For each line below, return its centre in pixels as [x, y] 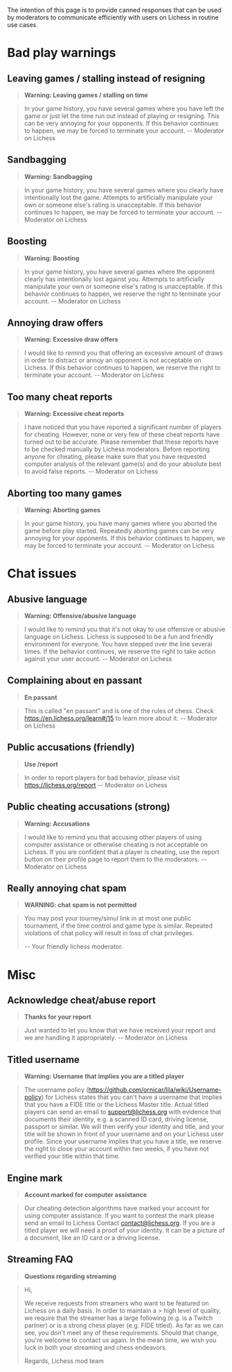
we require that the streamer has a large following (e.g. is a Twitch [118, 1318]
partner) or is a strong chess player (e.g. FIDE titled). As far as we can [124, 1325]
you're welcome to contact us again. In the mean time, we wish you [120, 1340]
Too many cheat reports [60, 397]
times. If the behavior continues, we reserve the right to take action [120, 651]
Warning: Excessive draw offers [71, 340]
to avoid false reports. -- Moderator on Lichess [91, 471]
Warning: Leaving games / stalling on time [86, 95]
